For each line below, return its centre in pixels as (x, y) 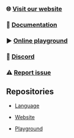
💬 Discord (20, 56)
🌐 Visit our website (34, 9)
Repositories (30, 92)
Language (27, 106)
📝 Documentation (32, 24)
